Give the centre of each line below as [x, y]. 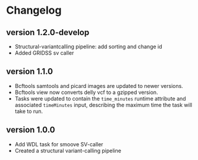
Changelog [34, 10]
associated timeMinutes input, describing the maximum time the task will [103, 105]
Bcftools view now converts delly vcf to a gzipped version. [87, 92]
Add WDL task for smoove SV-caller [59, 144]
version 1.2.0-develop [48, 32]
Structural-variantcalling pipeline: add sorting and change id [88, 46]
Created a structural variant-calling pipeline [68, 150]
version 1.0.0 [31, 130]
